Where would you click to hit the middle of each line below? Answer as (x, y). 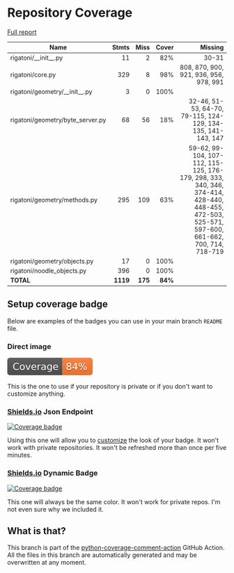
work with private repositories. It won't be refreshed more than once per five (117, 448)
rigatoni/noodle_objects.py (48, 271)
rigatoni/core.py (33, 74)
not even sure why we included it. (56, 509)
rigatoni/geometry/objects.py (52, 261)
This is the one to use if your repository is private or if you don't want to (110, 387)
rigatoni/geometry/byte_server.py (58, 120)
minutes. (20, 455)
